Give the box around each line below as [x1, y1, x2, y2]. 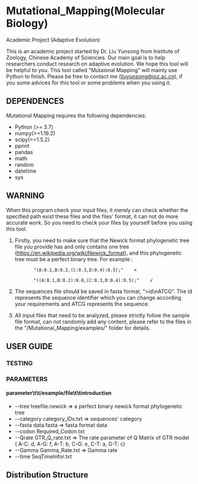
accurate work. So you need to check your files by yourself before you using [6, 219, 193, 226]
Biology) [6, 17, 48, 30]
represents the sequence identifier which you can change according [14, 294, 181, 301]
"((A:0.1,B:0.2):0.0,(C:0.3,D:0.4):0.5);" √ [33, 277, 153, 283]
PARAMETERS [6, 375, 48, 383]
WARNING [6, 191, 45, 201]
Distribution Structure [6, 470, 89, 480]
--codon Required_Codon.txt [14, 428, 85, 435]
